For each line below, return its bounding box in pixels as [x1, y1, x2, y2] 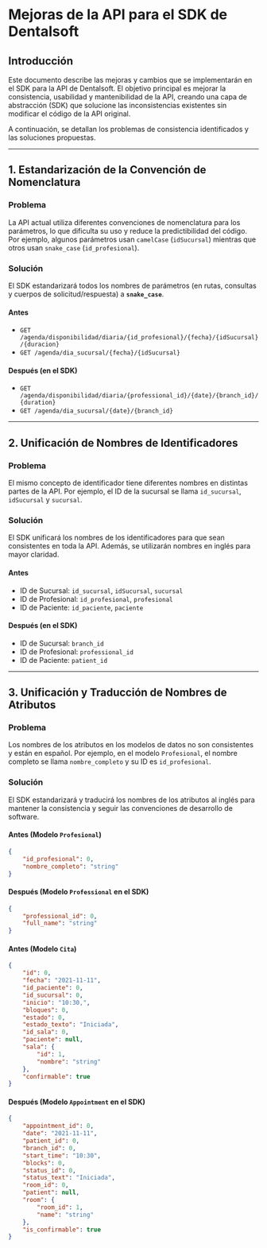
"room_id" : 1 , [37, 1203, 83, 1211]
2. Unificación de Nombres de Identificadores [8, 436, 238, 450]
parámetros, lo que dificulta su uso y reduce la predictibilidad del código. [8, 226, 248, 235]
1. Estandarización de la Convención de [8, 163, 207, 176]
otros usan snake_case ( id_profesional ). [8, 242, 140, 252]
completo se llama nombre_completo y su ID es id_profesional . [8, 757, 212, 766]
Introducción [8, 54, 74, 68]
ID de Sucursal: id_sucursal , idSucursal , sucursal [19, 586, 184, 595]
